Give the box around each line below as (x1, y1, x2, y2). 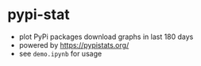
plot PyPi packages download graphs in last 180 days (18, 32, 194, 41)
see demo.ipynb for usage (18, 49, 102, 58)
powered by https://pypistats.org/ (18, 40, 129, 49)
